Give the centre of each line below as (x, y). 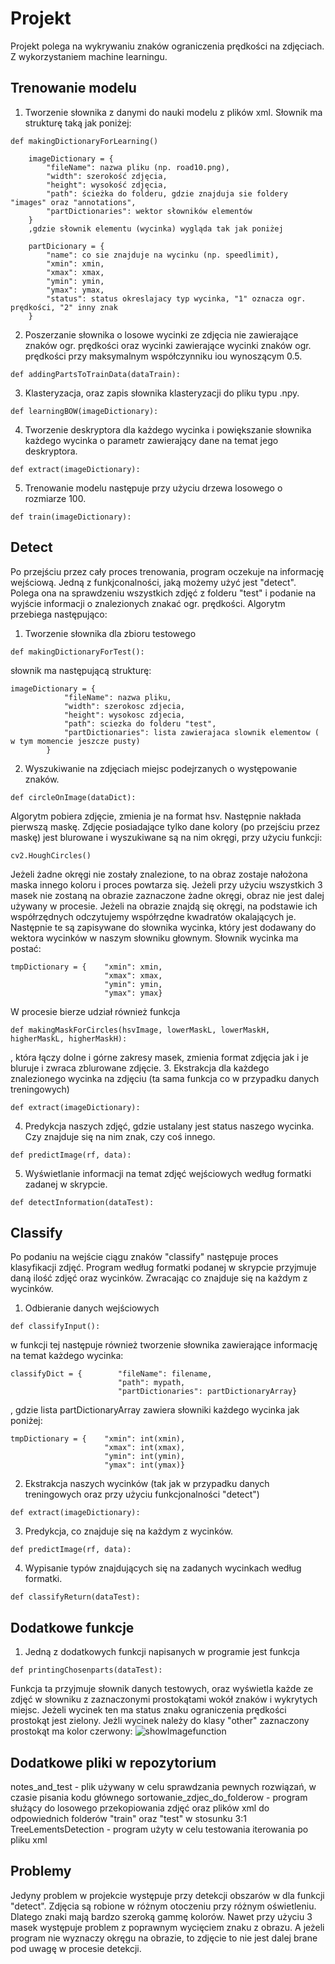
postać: (26, 948)
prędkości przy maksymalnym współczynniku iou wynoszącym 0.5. (163, 356)
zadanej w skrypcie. (66, 1184)
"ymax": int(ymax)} (145, 1465)
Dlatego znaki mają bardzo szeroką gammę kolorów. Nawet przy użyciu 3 (161, 1916)
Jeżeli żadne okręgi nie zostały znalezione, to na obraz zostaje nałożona (159, 874)
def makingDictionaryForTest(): (77, 652)
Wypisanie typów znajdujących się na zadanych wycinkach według (163, 1568)
